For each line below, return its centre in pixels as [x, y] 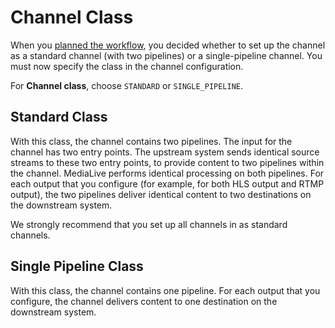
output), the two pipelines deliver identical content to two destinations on [161, 194]
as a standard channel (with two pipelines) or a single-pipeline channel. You [166, 55]
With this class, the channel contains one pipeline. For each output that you [165, 290]
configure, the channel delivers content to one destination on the [144, 301]
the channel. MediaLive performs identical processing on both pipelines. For [167, 173]
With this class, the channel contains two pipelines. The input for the [151, 141]
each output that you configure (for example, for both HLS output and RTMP [167, 183]
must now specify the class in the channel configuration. [127, 66]
